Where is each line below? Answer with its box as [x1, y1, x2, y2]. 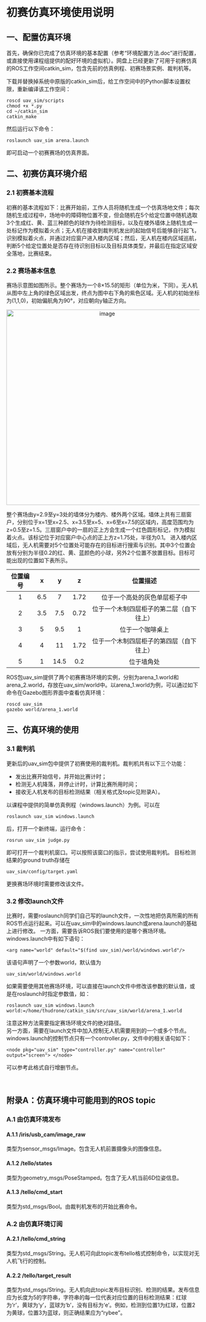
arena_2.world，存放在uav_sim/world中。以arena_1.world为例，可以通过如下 [6, 681, 199, 689]
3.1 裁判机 [6, 744, 36, 753]
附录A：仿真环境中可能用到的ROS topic [6, 1095, 156, 1106]
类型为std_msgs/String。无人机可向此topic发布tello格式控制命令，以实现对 [6, 1250, 194, 1257]
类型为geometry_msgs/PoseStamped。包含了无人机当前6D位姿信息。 [6, 1174, 183, 1181]
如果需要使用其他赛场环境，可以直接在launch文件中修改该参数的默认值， [6, 982, 190, 990]
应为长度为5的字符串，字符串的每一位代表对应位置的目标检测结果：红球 [6, 1294, 187, 1301]
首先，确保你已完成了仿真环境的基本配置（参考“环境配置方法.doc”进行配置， [6, 50, 199, 56]
